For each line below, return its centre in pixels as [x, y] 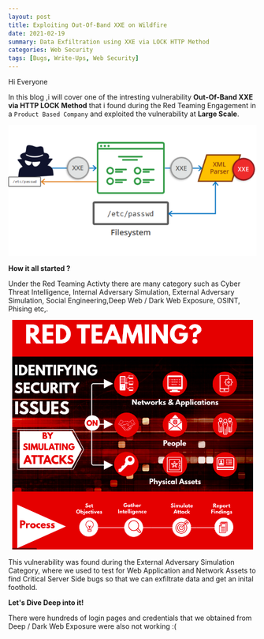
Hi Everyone [28, 82]
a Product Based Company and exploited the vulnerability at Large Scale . [124, 114]
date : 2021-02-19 [37, 33]
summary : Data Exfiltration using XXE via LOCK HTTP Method [109, 42]
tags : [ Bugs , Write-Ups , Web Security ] [74, 58]
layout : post [30, 17]
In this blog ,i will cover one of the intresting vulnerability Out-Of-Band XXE [131, 97]
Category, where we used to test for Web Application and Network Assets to [132, 570]
